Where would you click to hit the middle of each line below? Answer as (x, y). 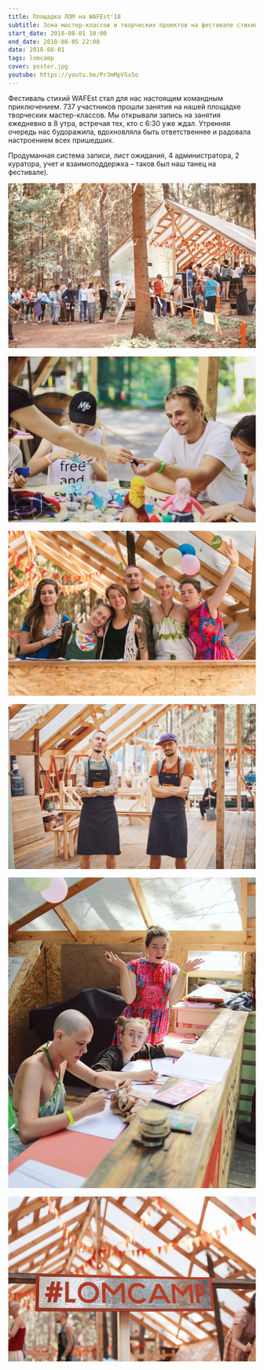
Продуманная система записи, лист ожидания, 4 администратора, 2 (124, 155)
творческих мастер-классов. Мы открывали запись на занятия (115, 115)
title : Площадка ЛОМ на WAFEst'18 (65, 17)
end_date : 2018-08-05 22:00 (54, 42)
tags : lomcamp (31, 58)
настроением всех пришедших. (61, 140)
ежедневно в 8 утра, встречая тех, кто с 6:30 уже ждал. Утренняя (119, 123)
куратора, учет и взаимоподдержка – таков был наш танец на (112, 163)
